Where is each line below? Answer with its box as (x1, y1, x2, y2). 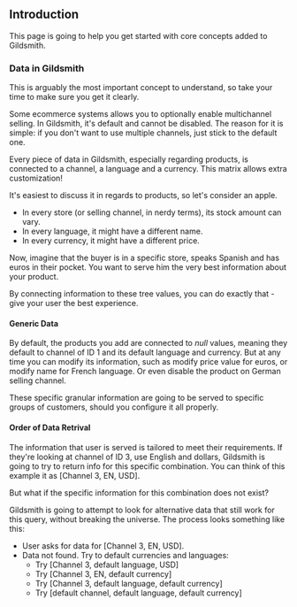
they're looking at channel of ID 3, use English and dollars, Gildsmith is (9, 451, 265, 462)
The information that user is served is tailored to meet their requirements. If (9, 442, 283, 452)
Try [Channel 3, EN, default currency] (34, 568, 172, 579)
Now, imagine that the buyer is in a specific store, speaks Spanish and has (9, 252, 280, 264)
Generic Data (9, 318, 59, 328)
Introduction (9, 7, 80, 22)
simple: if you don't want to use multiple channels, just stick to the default (9, 127, 278, 138)
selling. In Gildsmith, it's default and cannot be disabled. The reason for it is (9, 119, 284, 129)
